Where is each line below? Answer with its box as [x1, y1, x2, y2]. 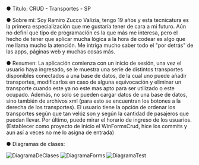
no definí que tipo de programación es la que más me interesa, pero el [6, 29, 178, 36]
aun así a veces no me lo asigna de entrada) [6, 129, 115, 136]
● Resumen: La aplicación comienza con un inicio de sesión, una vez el [6, 59, 182, 66]
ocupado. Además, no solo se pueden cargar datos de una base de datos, [6, 91, 188, 98]
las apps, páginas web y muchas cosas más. [6, 48, 116, 55]
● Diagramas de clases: [6, 141, 65, 147]
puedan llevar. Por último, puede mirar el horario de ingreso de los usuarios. [6, 116, 192, 123]
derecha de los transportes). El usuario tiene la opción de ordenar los [6, 104, 176, 110]
